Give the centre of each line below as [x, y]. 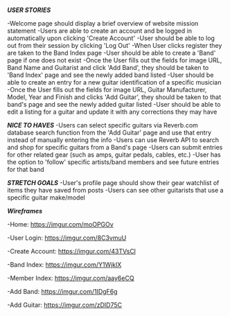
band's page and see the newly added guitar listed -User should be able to [114, 104]
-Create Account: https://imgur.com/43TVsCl [72, 251]
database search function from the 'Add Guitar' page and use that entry [109, 132]
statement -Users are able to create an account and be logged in [100, 31]
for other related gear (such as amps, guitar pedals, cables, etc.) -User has [114, 155]
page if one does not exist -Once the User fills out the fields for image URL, [115, 60]
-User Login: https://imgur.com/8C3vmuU [67, 238]
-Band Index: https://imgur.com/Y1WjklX [64, 265]
